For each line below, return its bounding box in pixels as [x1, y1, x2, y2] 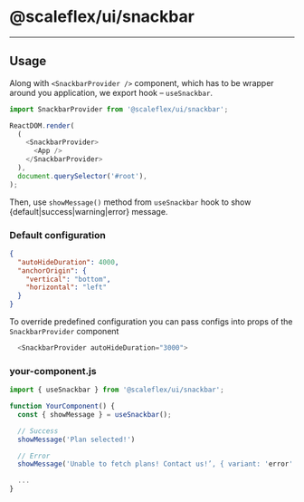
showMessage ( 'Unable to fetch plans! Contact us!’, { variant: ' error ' [17, 459, 294, 468]
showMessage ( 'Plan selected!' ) [17, 435, 136, 444]
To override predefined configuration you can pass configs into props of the [9, 316, 293, 327]
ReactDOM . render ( [9, 121, 75, 130]
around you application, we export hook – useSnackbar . [9, 87, 214, 98]
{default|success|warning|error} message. [9, 206, 168, 217]
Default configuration [9, 228, 106, 241]
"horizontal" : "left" [25, 283, 107, 292]
